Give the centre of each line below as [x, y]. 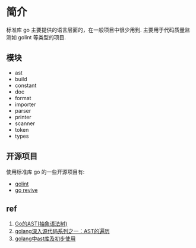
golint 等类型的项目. [42, 37]
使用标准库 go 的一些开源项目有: [45, 172]
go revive [26, 190]
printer [23, 117]
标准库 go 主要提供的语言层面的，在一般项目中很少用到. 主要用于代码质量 [96, 30]
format [23, 98]
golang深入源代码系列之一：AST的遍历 [62, 231]
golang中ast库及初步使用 [45, 238]
